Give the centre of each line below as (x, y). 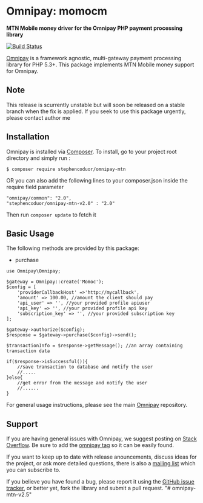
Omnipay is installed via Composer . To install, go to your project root (92, 151)
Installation (28, 137)
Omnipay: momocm (57, 11)
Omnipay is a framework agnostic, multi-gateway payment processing (94, 58)
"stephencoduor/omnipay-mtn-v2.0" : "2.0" (61, 203)
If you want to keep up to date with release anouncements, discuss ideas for (101, 457)
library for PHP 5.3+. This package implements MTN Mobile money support (100, 64)
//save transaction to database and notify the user (85, 367)
